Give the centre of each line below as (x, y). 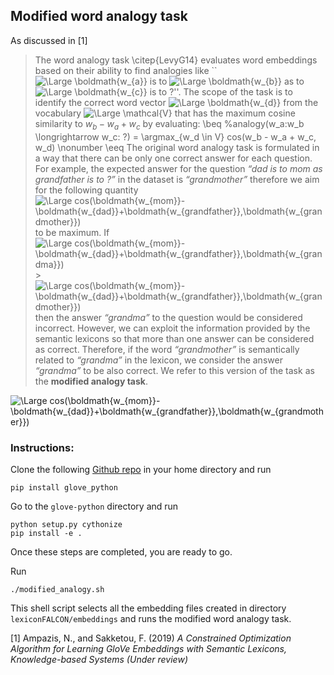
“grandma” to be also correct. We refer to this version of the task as (174, 370)
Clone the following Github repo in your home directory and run (141, 469)
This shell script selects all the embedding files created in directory (148, 608)
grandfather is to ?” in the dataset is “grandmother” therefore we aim (177, 179)
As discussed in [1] (49, 40)
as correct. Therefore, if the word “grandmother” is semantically (167, 349)
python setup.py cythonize (66, 524)
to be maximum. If (72, 232)
